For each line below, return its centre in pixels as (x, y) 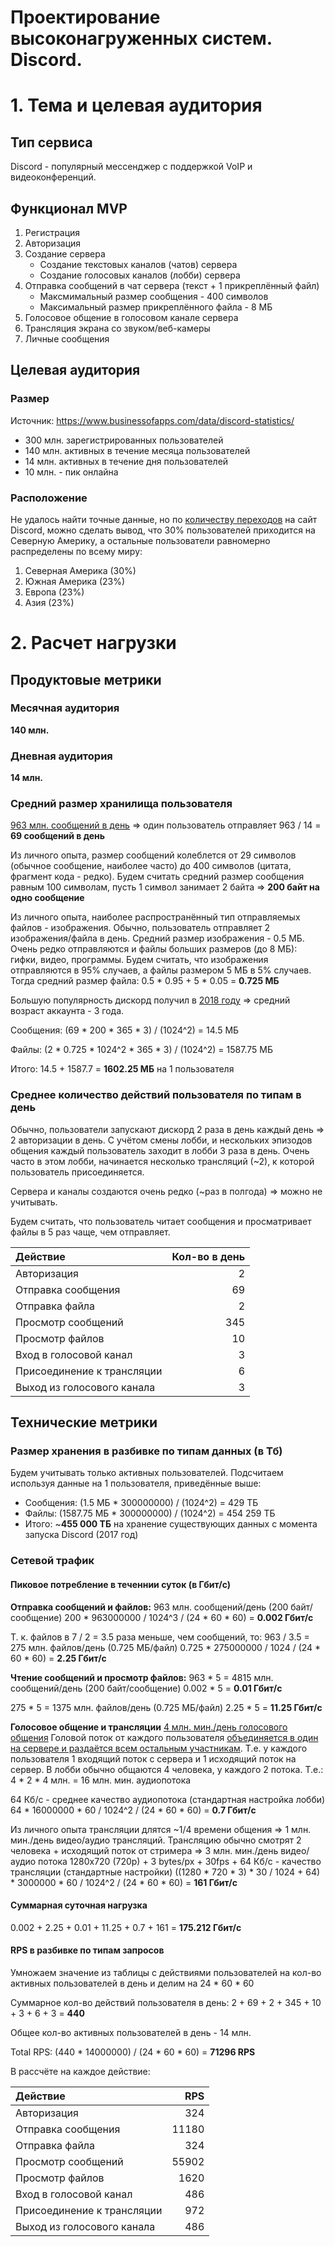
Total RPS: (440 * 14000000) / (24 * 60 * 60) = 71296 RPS (133, 2052)
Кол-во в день (208, 1256)
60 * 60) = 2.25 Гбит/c (58, 1658)
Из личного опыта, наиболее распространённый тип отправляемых (155, 917)
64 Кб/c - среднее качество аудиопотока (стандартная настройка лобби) (168, 1799)
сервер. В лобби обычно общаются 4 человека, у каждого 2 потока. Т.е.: (167, 1769)
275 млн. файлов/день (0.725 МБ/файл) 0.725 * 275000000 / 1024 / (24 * (166, 1647)
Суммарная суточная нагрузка (79, 1905)
